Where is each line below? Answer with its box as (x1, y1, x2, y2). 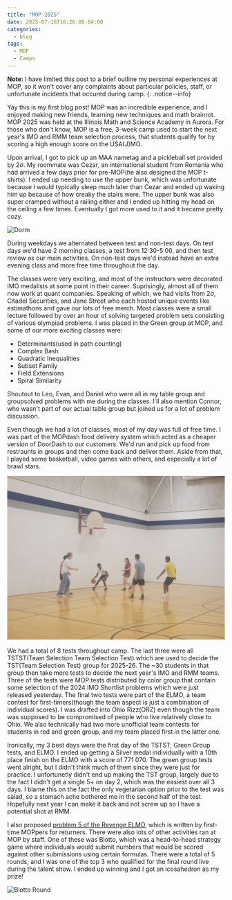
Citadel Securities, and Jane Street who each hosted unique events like (7, 297, 210, 305)
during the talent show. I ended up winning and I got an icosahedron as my (7, 865, 220, 873)
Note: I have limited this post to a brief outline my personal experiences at (7, 75, 217, 83)
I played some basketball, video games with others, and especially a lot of (7, 455, 217, 463)
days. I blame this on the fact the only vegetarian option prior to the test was (7, 785, 224, 793)
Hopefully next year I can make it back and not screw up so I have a (7, 800, 200, 808)
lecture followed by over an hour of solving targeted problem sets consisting (7, 311, 224, 319)
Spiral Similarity (17, 376, 62, 385)
